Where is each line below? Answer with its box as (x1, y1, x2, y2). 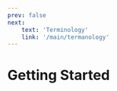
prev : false (7, 11, 46, 19)
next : (7, 19, 25, 26)
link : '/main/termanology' (21, 33, 110, 41)
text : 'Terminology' (21, 26, 89, 33)
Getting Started (7, 67, 111, 84)
